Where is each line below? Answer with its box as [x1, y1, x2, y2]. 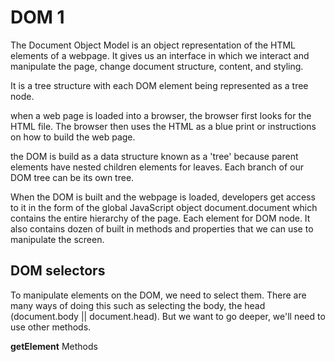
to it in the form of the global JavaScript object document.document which [10, 201, 318, 213]
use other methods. [10, 321, 92, 333]
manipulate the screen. [10, 233, 105, 245]
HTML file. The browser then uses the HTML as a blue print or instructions [10, 120, 317, 132]
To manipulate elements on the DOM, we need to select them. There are [10, 289, 307, 301]
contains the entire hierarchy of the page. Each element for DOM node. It [10, 212, 311, 224]
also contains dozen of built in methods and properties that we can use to [10, 222, 314, 235]
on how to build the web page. [10, 131, 136, 143]
